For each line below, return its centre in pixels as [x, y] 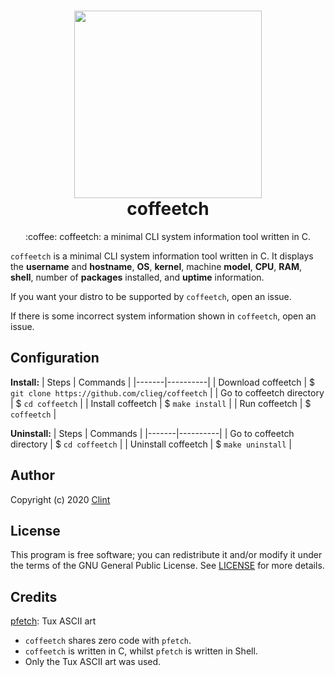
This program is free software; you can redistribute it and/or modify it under [166, 555]
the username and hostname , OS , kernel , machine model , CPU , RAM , [156, 266]
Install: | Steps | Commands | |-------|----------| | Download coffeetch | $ [163, 382]
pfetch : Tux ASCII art [53, 621]
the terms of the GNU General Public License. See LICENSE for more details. [167, 566]
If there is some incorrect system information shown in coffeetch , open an [163, 316]
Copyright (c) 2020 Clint [60, 499]
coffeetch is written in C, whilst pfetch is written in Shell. [141, 651]
